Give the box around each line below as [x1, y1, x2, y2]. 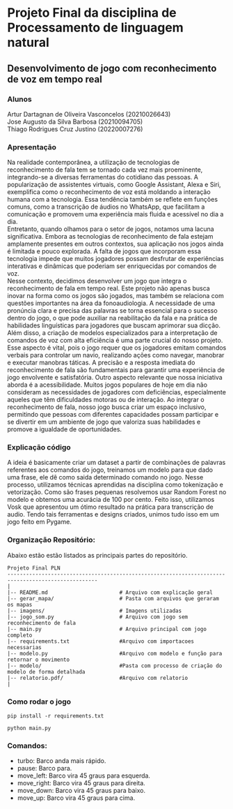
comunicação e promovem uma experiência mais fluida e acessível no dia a [7, 210, 224, 218]
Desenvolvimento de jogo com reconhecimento [7, 62, 217, 74]
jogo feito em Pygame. [7, 518, 72, 526]
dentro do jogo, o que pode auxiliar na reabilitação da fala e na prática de [7, 314, 218, 322]
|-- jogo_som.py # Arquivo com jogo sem [7, 613, 188, 621]
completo [7, 632, 33, 639]
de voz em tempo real [7, 73, 102, 85]
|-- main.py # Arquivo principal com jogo [7, 625, 207, 632]
